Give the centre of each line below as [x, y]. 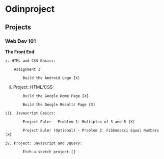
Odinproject [30, 9]
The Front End [20, 52]
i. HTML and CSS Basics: [30, 61]
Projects [18, 27]
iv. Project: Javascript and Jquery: [44, 143]
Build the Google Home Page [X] [56, 96]
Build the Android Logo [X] [51, 78]
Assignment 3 [27, 69]
